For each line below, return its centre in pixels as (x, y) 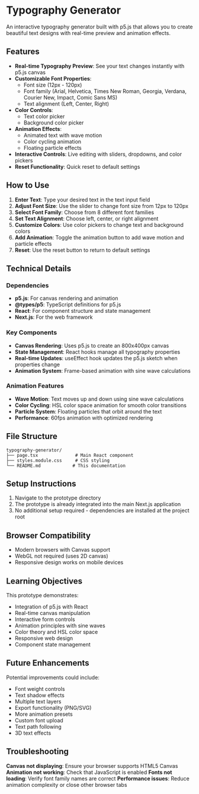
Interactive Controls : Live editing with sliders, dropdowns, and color (98, 154)
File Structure (32, 436)
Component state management (52, 645)
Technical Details (39, 268)
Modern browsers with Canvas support (62, 550)
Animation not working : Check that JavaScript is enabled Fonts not (89, 772)
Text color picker (44, 116)
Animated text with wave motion (63, 135)
